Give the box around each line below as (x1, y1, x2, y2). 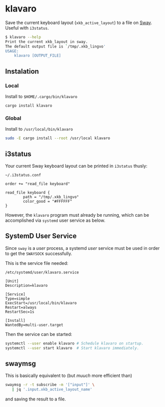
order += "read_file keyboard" (5, 181, 70, 186)
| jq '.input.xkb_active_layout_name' (11, 387, 93, 392)
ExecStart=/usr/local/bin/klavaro (5, 300, 77, 305)
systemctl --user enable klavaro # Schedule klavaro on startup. (5, 341, 144, 346)
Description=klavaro (5, 283, 48, 288)
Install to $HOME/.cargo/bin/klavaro (5, 94, 78, 99)
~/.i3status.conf (5, 172, 41, 178)
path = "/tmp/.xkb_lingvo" (23, 194, 79, 199)
